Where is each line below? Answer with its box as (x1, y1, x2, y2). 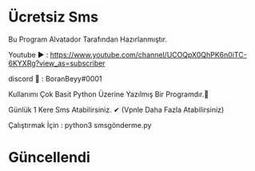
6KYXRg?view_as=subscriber (8, 58, 106, 68)
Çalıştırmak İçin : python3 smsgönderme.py (8, 120, 152, 129)
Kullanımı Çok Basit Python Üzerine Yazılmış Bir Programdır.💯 (8, 89, 209, 99)
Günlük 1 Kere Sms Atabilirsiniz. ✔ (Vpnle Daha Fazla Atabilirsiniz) (8, 105, 225, 114)
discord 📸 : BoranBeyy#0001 (8, 74, 102, 83)
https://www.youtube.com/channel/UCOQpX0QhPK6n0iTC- (50, 50, 248, 59)
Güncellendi (8, 149, 90, 167)
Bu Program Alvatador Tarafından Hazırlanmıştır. (8, 34, 168, 44)
